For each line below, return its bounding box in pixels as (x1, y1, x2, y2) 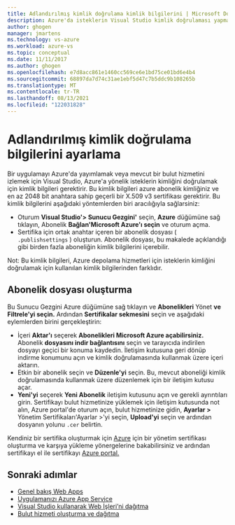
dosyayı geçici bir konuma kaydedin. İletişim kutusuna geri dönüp (17, 346, 206, 354)
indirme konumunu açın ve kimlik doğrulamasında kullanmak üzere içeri (17, 353, 224, 361)
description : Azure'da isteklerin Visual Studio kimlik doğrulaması (7, 17, 211, 24)
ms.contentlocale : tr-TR (7, 88, 80, 95)
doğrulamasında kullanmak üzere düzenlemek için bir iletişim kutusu (17, 375, 215, 384)
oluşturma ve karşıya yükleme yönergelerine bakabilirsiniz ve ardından (7, 441, 211, 449)
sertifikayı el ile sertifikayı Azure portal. (7, 449, 120, 457)
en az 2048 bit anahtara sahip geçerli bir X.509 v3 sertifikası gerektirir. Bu (7, 192, 220, 200)
